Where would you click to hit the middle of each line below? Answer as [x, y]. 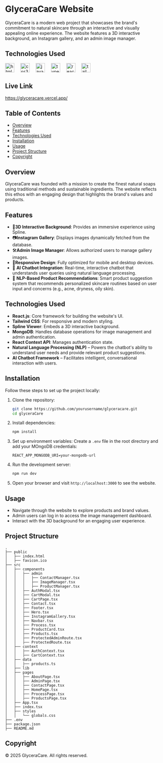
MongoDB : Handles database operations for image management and [82, 332]
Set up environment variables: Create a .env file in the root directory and [85, 441]
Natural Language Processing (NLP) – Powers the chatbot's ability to [82, 347]
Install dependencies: [34, 423]
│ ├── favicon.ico [26, 560]
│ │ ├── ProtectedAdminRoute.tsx [44, 638]
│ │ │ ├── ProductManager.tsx [42, 586]
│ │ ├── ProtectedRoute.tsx [38, 642]
